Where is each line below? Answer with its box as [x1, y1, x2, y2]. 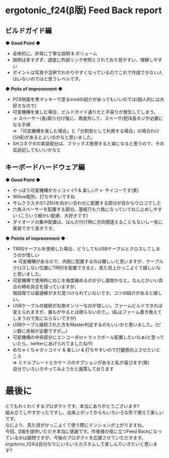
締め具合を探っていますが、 [21, 284, 79, 290]
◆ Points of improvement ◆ [5, 235, 66, 241]
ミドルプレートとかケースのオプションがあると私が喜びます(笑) [18, 359, 150, 365]
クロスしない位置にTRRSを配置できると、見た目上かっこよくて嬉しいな [12, 264, 161, 270]
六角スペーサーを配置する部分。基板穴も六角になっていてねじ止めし [12, 206, 154, 212]
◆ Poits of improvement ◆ [5, 86, 63, 91]
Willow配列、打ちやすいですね [12, 193, 75, 200]
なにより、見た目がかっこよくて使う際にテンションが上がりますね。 [5, 422, 146, 428]
